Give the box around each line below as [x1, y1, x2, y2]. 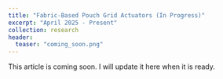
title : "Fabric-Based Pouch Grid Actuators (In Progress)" [8, 11, 206, 20]
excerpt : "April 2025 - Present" [8, 19, 118, 27]
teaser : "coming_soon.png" [15, 41, 104, 48]
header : [8, 33, 34, 41]
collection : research [8, 26, 79, 34]
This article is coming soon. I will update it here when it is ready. [8, 62, 216, 71]
